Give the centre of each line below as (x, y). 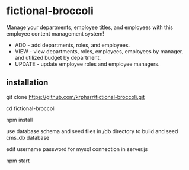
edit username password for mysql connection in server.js (77, 149)
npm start (18, 161)
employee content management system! (55, 33)
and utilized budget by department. (58, 57)
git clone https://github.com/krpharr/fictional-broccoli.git (76, 97)
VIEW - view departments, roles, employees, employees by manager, (99, 51)
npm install (20, 120)
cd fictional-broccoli (31, 108)
